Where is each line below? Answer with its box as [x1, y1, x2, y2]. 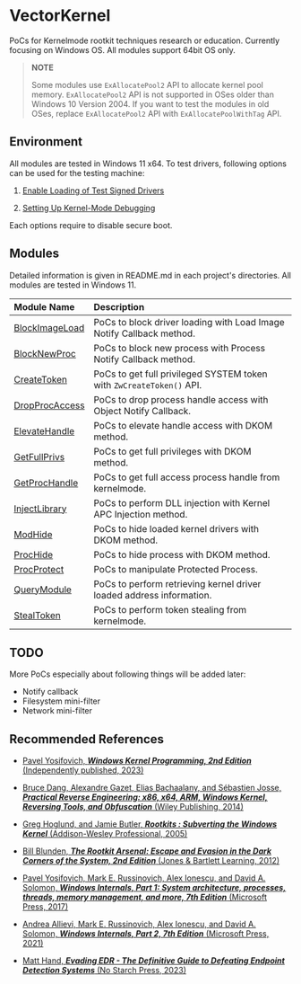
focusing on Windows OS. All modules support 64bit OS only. [9, 44, 236, 55]
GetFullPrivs [13, 450, 65, 463]
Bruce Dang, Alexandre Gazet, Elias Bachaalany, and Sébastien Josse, [21, 783, 282, 793]
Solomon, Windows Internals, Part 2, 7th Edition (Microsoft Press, [21, 928, 270, 939]
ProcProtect [13, 563, 64, 575]
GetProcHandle [13, 476, 79, 489]
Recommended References [9, 731, 164, 747]
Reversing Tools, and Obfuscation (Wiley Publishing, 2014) [21, 802, 244, 812]
